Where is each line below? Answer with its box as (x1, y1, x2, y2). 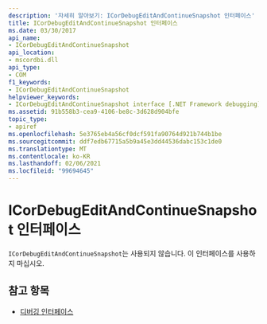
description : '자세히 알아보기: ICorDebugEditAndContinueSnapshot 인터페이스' (8, 11, 256, 20)
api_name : (8, 33, 41, 42)
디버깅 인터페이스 (19, 306, 74, 316)
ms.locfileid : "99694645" (8, 167, 94, 175)
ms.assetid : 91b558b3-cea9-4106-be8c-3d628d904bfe (8, 108, 180, 116)
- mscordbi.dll (8, 57, 59, 64)
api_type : (8, 64, 41, 72)
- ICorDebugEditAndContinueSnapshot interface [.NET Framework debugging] (8, 100, 261, 108)
